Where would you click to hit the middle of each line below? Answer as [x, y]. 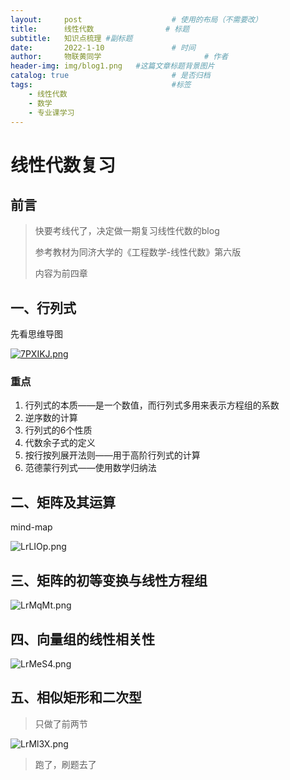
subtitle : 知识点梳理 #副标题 [71, 38]
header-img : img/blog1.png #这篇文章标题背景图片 [112, 66]
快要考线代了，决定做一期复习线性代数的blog [127, 231]
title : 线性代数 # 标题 [100, 29]
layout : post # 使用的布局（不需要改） [136, 19]
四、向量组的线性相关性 [82, 639]
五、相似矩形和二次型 [76, 697]
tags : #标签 [101, 85]
